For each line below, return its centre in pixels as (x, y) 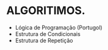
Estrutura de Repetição (44, 40)
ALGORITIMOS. (46, 11)
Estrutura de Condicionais (48, 34)
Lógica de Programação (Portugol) (59, 27)
